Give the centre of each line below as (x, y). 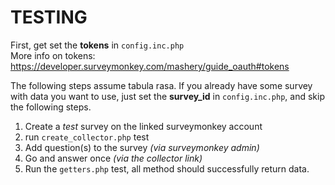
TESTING (49, 17)
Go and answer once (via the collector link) (113, 158)
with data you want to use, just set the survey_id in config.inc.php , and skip (167, 96)
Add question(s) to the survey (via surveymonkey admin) (142, 147)
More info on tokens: (53, 55)
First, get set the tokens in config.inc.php (97, 45)
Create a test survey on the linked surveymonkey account (143, 126)
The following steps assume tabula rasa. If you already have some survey (161, 85)
